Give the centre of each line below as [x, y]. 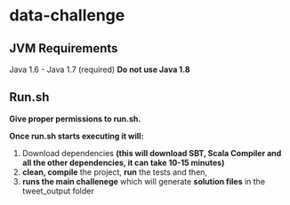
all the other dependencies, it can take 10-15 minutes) [123, 162]
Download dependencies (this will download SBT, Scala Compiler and [152, 153]
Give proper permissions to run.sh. [75, 118]
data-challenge [67, 16]
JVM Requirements [64, 48]
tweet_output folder [58, 191]
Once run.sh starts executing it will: [77, 136]
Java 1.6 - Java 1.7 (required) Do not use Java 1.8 [100, 69]
